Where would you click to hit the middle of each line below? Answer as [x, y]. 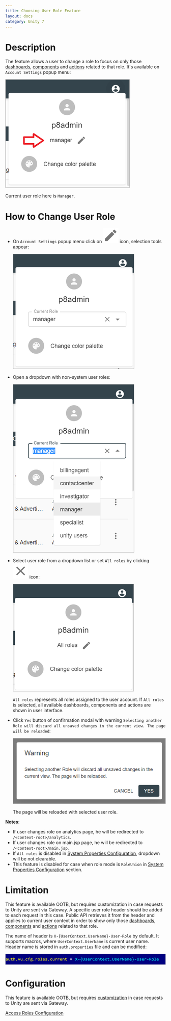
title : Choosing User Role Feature [43, 11]
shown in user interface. [38, 711]
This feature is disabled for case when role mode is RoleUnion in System [88, 865]
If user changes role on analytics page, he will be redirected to [78, 832]
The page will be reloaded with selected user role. [65, 812]
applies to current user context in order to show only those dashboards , [80, 921]
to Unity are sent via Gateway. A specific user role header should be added [84, 910]
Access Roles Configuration [34, 1013]
